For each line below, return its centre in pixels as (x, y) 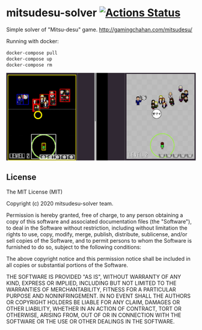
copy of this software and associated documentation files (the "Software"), (99, 221)
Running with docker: (32, 41)
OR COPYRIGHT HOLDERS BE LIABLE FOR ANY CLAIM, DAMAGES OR (93, 302)
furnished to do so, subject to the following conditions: (74, 247)
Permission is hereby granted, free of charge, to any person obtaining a (95, 215)
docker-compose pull (32, 53)
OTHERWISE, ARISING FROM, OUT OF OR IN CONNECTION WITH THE (94, 315)
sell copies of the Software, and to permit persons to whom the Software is (99, 240)
